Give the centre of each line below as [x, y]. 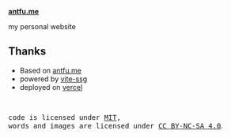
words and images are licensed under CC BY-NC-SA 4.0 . [116, 125]
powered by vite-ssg [53, 79]
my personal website [42, 26]
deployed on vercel [51, 87]
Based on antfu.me [50, 70]
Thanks [27, 52]
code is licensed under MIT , [64, 117]
